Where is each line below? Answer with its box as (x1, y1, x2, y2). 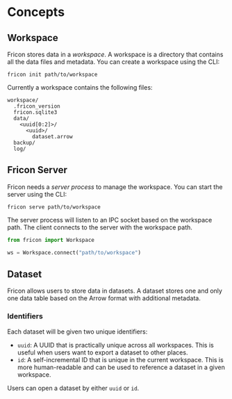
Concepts (7, 4, 65, 20)
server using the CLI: (7, 190, 67, 198)
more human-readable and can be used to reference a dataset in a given (17, 363, 226, 371)
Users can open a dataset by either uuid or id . (7, 384, 140, 392)
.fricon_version (13, 103, 60, 110)
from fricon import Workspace (7, 236, 95, 243)
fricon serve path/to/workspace (7, 203, 101, 211)
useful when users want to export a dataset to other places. (17, 348, 188, 357)
